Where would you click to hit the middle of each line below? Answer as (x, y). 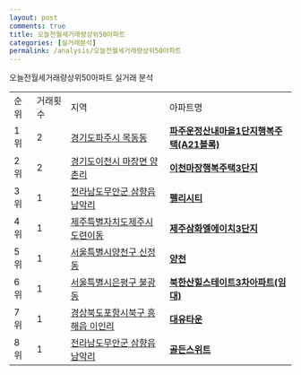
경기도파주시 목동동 (109, 138)
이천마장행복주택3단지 (213, 169)
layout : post (34, 17)
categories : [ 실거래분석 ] (53, 43)
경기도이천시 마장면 (109, 161)
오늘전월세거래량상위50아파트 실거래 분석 (82, 78)
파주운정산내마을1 (205, 131)
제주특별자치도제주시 (112, 222)
